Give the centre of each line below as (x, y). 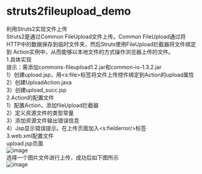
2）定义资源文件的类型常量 (40, 113)
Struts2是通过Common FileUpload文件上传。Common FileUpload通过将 (96, 36)
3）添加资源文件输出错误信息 (43, 120)
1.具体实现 (19, 59)
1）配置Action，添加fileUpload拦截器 (52, 105)
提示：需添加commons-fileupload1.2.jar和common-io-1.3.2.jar (84, 67)
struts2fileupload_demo (69, 11)
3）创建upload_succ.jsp (37, 90)
